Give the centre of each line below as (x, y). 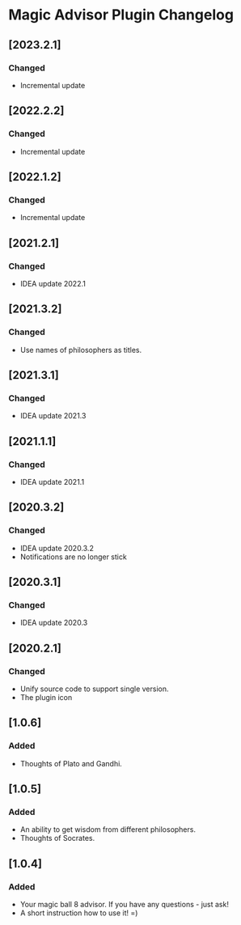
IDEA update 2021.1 (52, 482)
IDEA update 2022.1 (53, 283)
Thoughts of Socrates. (57, 838)
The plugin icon (46, 698)
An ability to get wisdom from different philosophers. (108, 830)
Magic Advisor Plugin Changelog (121, 15)
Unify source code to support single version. (94, 689)
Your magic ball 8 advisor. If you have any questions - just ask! (124, 905)
